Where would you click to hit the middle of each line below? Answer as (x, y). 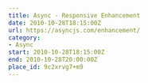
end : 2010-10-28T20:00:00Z (53, 60)
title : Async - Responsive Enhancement (74, 15)
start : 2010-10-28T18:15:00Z (56, 52)
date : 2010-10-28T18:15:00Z (55, 23)
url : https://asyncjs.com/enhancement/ (74, 30)
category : (25, 38)
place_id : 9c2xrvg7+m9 (46, 67)
